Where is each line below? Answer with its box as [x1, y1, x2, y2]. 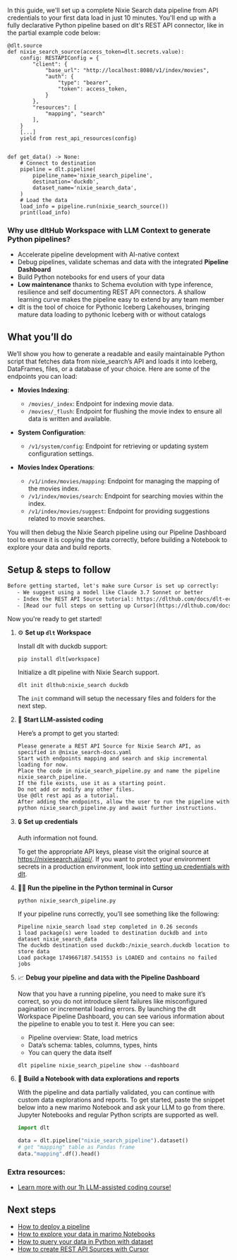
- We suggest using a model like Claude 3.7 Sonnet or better [16, 589, 203, 596]
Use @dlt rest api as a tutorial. [17, 792, 119, 799]
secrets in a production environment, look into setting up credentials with [17, 862, 230, 871]
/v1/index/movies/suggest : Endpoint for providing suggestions [28, 507, 210, 515]
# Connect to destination [20, 160, 97, 167]
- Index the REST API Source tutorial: [16, 595, 134, 603]
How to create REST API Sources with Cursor [17, 1245, 150, 1254]
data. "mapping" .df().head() [17, 1150, 100, 1158]
